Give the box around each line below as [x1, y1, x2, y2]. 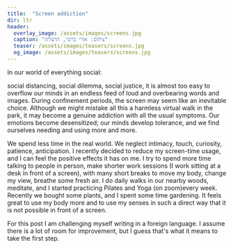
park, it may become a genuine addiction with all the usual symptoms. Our [7, 111, 220, 119]
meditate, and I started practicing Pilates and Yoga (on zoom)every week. [7, 184, 218, 192]
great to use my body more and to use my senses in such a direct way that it [7, 198, 226, 207]
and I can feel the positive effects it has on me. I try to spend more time [7, 154, 211, 162]
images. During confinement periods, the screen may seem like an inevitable [7, 96, 227, 104]
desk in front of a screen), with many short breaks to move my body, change [7, 168, 227, 177]
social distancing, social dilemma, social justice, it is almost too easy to [7, 81, 211, 90]
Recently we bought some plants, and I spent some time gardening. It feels [7, 191, 222, 199]
